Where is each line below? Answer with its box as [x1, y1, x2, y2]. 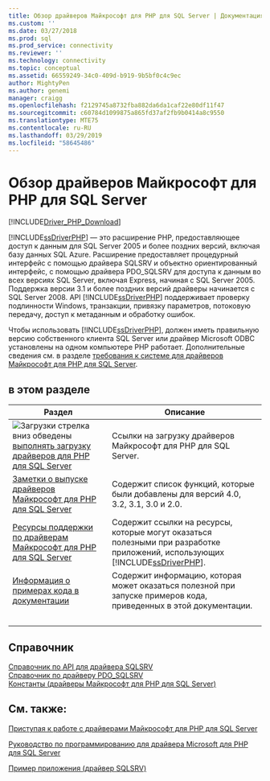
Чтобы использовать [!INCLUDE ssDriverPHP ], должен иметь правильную [8, 325, 260, 335]
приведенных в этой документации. [111, 600, 253, 611]
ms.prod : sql [8, 34, 52, 43]
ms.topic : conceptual [8, 64, 81, 72]
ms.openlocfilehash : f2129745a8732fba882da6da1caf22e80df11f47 [8, 101, 225, 109]
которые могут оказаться [111, 527, 212, 538]
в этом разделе [8, 383, 91, 397]
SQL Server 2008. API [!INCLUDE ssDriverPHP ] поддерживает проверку [8, 293, 251, 302]
